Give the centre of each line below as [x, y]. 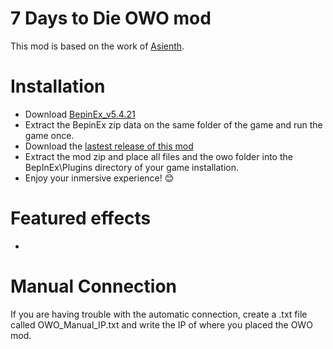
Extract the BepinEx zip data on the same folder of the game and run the [173, 124]
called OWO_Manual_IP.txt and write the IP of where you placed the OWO [161, 324]
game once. [49, 135]
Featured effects [81, 218]
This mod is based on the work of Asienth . [97, 46]
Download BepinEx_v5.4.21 [80, 114]
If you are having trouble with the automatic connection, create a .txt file [159, 314]
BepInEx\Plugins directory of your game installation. [131, 167]
